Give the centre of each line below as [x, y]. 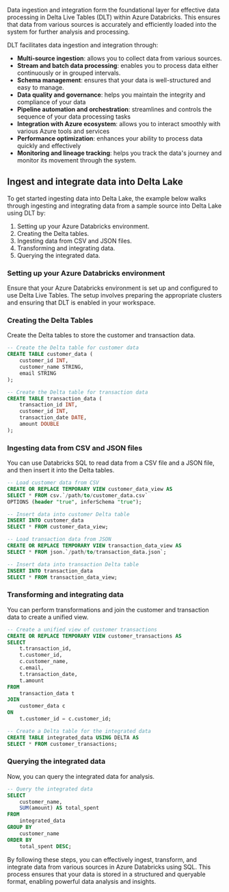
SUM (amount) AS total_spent [59, 808]
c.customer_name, [44, 662]
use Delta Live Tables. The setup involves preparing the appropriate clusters [114, 296]
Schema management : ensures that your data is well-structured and [114, 80]
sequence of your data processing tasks [74, 117]
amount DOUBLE [39, 424]
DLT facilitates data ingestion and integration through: [83, 45]
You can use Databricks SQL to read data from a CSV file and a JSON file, [111, 463]
